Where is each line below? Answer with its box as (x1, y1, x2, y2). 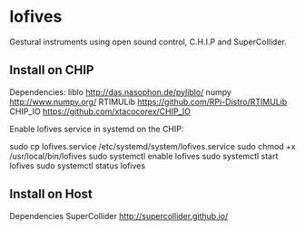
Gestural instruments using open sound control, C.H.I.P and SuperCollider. (9, 36, 288, 47)
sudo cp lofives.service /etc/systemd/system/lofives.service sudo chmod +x (9, 140, 296, 151)
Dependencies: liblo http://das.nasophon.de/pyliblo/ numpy (9, 86, 231, 97)
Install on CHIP (9, 62, 94, 78)
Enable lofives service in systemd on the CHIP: (9, 123, 184, 134)
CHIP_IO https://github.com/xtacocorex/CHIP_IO (9, 106, 191, 117)
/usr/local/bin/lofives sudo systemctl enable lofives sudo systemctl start (9, 150, 279, 161)
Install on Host (9, 187, 93, 202)
